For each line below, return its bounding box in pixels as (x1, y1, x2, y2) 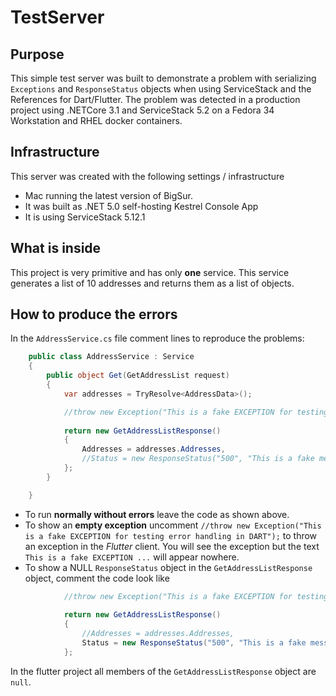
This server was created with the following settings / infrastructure (10, 170, 285, 182)
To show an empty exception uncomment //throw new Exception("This (24, 519, 322, 531)
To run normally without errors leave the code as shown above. (24, 508, 290, 520)
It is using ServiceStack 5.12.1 (24, 211, 146, 223)
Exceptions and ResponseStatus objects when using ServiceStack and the (10, 83, 312, 95)
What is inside (10, 240, 102, 257)
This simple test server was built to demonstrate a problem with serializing (10, 72, 317, 84)
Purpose (10, 46, 65, 63)
